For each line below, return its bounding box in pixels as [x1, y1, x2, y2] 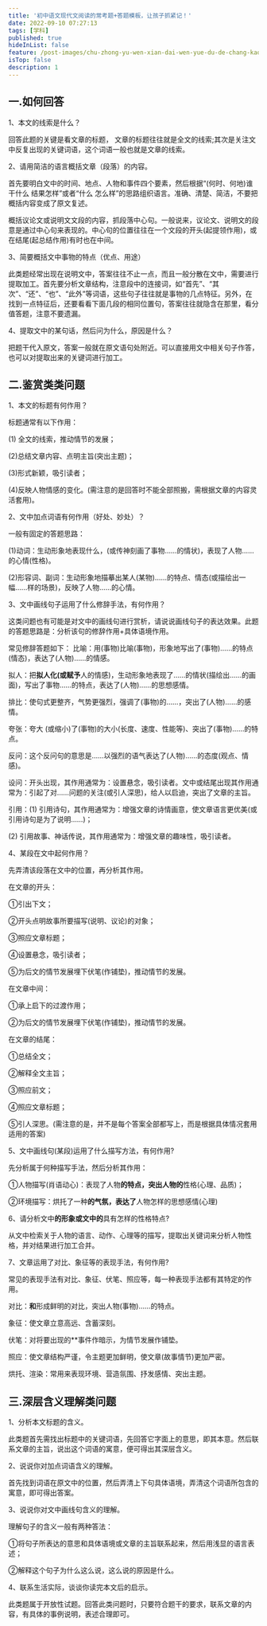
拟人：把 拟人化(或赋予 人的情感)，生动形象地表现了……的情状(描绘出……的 [8, 670, 249, 680]
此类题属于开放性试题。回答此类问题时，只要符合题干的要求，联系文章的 [8, 1600, 245, 1609]
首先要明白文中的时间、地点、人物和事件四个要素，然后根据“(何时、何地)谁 [8, 178, 253, 188]
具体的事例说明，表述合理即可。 [29, 1609, 133, 1619]
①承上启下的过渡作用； [8, 1001, 88, 1010]
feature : [8, 49, 37, 57]
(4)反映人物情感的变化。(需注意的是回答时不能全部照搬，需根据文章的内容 [8, 485, 250, 494]
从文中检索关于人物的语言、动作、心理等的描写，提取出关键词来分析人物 [8, 1231, 245, 1241]
